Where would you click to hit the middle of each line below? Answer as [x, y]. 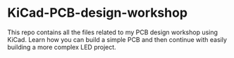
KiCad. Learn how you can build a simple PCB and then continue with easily [117, 39]
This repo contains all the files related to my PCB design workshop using [113, 32]
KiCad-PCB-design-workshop [98, 13]
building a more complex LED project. [62, 47]
